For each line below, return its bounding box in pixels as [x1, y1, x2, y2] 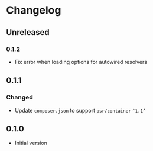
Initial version [14, 140, 47, 147]
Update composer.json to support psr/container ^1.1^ [14, 107, 146, 114]
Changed [6, 93, 34, 101]
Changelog [6, 4, 61, 17]
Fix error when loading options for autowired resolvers [14, 58, 148, 65]
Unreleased [6, 27, 50, 37]
